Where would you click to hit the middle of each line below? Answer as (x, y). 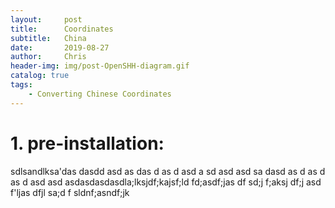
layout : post (46, 19)
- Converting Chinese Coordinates (100, 94)
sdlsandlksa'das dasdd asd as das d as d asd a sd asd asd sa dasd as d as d (168, 171)
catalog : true (40, 76)
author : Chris (48, 57)
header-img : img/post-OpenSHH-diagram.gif (100, 66)
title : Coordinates (62, 29)
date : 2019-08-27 (60, 47)
